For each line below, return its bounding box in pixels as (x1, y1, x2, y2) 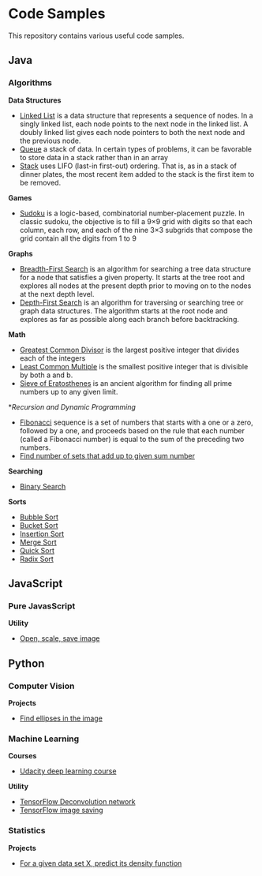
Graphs (8, 249, 33, 258)
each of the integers (19, 353, 86, 363)
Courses (8, 751, 37, 761)
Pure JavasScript (8, 601, 76, 612)
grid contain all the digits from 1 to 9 (19, 234, 137, 243)
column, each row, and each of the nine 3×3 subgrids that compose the (19, 225, 253, 234)
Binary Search (19, 481, 66, 491)
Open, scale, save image (19, 634, 100, 643)
